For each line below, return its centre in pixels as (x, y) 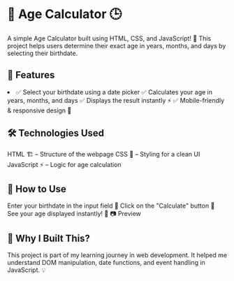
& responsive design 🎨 (39, 110)
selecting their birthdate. (43, 53)
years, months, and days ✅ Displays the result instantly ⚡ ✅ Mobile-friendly (116, 100)
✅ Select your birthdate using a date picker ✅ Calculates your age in (115, 92)
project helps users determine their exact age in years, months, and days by (117, 45)
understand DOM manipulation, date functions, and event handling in (107, 263)
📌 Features (31, 75)
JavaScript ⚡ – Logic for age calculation (64, 164)
